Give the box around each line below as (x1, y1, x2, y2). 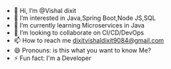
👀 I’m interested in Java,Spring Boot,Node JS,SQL (13, 14, 156, 22)
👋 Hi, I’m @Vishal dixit (13, 7, 77, 14)
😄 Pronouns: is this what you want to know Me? (13, 46, 152, 55)
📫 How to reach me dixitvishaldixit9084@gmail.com (13, 37, 164, 44)
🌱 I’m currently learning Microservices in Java (13, 21, 145, 29)
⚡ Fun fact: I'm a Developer (13, 54, 91, 62)
